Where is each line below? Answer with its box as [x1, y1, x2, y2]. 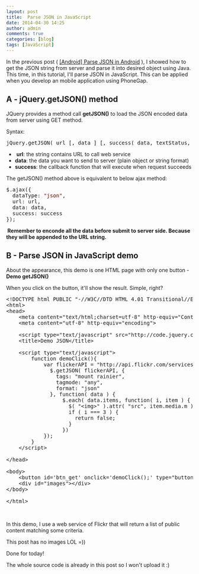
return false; [75, 414, 116, 421]
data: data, [12, 204, 47, 211]
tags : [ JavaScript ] [6, 42, 54, 48]
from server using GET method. [6, 116, 83, 124]
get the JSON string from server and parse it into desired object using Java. [6, 64, 191, 71]
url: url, [12, 198, 41, 205]
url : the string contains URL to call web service [16, 150, 131, 157]
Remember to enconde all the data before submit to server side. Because [7, 227, 191, 234]
